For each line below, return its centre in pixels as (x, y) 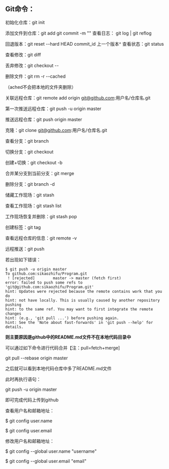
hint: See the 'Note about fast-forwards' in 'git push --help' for (79, 322)
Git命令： (20, 9)
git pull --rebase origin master (37, 358)
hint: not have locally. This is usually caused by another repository (82, 300)
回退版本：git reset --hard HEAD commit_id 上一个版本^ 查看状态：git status (84, 44)
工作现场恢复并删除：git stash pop (41, 216)
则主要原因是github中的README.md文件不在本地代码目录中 (68, 337)
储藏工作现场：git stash (30, 195)
